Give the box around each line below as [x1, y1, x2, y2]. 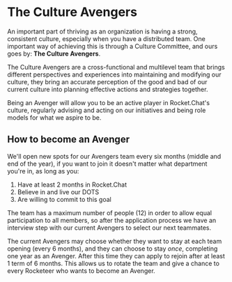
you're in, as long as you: [7, 166, 79, 175]
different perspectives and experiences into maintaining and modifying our [7, 70, 222, 79]
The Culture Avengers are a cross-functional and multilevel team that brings [7, 63, 225, 71]
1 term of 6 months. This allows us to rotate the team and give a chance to [7, 259, 219, 267]
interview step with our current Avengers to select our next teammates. [7, 224, 212, 232]
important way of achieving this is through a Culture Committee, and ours [7, 42, 218, 50]
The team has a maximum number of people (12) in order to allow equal [7, 208, 212, 217]
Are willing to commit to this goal [17, 195, 111, 203]
